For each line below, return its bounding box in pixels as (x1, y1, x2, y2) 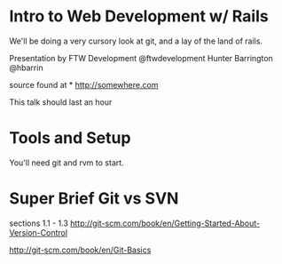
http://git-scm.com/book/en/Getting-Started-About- (69, 218, 261, 228)
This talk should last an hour (9, 96, 113, 108)
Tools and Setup (9, 128, 131, 148)
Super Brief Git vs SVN (9, 188, 179, 209)
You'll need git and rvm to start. (9, 157, 124, 168)
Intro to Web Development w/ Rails (9, 6, 269, 27)
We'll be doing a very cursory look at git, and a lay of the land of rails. (9, 36, 263, 46)
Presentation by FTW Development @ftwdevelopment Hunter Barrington (9, 52, 273, 63)
